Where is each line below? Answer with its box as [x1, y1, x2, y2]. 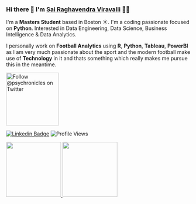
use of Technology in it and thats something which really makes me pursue [6, 55, 188, 62]
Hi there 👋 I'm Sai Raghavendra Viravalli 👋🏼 [6, 5, 130, 13]
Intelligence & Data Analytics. [6, 31, 77, 38]
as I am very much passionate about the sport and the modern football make [6, 49, 191, 56]
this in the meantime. [6, 61, 57, 68]
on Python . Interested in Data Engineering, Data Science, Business [6, 25, 167, 32]
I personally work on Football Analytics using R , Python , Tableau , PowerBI [6, 42, 188, 49]
